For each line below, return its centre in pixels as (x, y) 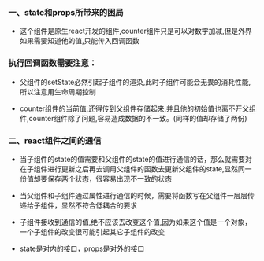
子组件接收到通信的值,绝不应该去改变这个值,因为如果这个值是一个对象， (136, 222)
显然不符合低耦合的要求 (99, 205)
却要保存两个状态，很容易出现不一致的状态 (102, 178)
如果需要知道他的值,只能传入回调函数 (79, 41)
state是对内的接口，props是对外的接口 (82, 248)
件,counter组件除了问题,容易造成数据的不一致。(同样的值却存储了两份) (133, 118)
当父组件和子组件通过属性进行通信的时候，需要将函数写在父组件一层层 (134, 195)
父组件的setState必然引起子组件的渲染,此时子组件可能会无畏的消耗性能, (135, 82)
